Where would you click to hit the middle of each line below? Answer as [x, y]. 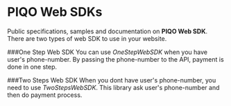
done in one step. [32, 67]
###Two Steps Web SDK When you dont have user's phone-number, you [112, 80]
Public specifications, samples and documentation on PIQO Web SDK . [108, 31]
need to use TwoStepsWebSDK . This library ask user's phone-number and [113, 87]
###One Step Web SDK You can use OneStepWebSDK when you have [108, 52]
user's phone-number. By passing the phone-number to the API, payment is [115, 59]
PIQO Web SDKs [55, 12]
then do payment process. [45, 95]
